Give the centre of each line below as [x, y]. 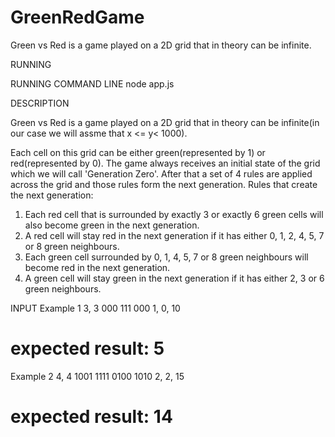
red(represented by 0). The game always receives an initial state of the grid [165, 163]
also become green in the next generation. [112, 225]
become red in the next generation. [97, 267]
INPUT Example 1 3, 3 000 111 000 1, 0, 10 [95, 308]
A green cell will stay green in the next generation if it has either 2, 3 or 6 [174, 278]
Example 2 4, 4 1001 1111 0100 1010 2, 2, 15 [97, 376]
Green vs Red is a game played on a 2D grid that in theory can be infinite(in [165, 122]
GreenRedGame [77, 17]
